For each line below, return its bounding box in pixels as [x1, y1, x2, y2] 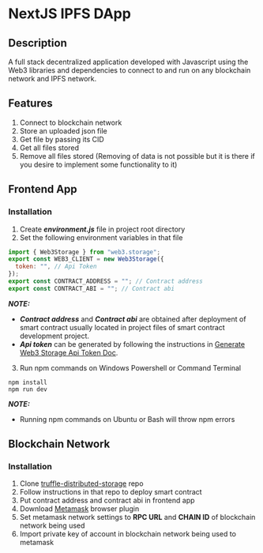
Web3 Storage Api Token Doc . [19, 348, 118, 357]
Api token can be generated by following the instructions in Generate [19, 339, 246, 348]
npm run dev [8, 385, 47, 393]
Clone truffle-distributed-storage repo [19, 479, 144, 488]
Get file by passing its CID [19, 134, 104, 144]
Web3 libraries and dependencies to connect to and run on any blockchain [8, 66, 251, 75]
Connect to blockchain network [19, 118, 122, 127]
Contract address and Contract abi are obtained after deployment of [19, 314, 246, 324]
